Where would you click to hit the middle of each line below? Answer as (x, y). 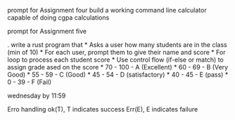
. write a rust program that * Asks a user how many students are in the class (117, 45)
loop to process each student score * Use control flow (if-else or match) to (115, 60)
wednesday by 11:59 (37, 95)
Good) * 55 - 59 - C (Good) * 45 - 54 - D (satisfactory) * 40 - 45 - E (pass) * (118, 74)
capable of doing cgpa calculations (58, 18)
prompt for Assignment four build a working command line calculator (107, 10)
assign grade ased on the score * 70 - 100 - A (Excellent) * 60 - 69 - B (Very (118, 67)
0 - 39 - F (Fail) (29, 82)
